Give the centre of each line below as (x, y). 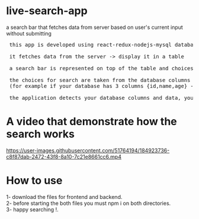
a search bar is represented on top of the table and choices (101, 68)
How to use (34, 181)
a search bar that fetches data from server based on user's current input (95, 27)
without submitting (29, 33)
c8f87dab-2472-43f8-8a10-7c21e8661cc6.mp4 (64, 156)
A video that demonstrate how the (92, 122)
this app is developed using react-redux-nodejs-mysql (90, 45)
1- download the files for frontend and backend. (64, 197)
